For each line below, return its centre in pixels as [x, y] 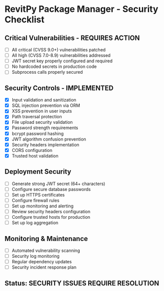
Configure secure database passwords [51, 189]
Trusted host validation [35, 156]
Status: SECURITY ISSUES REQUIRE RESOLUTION [82, 283]
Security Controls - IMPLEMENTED [59, 88]
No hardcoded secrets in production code [54, 67]
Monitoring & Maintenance [46, 239]
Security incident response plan [44, 267]
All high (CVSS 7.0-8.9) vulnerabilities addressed [61, 55]
